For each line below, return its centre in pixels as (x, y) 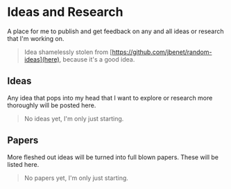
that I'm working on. (36, 38)
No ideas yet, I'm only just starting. (74, 118)
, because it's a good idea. (97, 59)
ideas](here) (42, 59)
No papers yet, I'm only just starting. (76, 178)
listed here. (23, 164)
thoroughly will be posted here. (52, 105)
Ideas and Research (65, 12)
